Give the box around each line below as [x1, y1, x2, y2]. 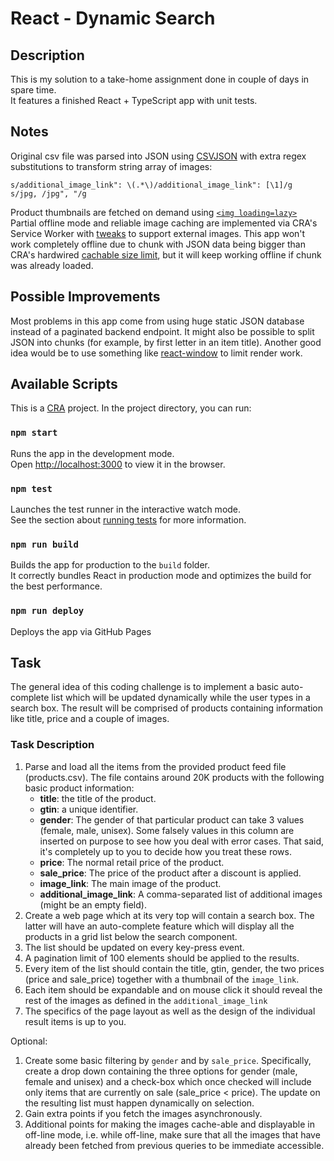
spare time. [10, 84, 57, 96]
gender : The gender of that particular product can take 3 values [39, 813, 305, 826]
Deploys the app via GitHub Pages [10, 625, 152, 637]
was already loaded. [10, 259, 94, 271]
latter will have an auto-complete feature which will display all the [24, 920, 295, 932]
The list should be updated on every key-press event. [24, 941, 245, 953]
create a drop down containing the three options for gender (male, [24, 1065, 298, 1077]
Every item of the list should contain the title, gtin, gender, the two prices [24, 962, 325, 974]
